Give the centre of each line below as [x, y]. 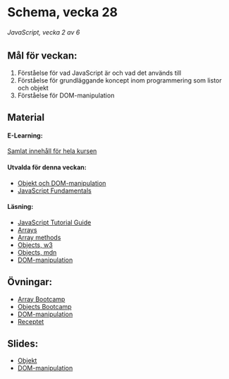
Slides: [23, 344]
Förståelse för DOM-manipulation [66, 95]
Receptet [31, 321]
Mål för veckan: [42, 56]
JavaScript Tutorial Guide [54, 222]
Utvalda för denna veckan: [47, 167]
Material [26, 118]
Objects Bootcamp [44, 306]
